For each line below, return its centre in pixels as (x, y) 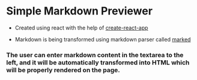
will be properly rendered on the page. (63, 70)
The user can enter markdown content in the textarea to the (95, 55)
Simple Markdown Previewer (80, 11)
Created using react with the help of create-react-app (81, 28)
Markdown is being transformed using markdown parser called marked (103, 39)
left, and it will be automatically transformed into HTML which (98, 63)
